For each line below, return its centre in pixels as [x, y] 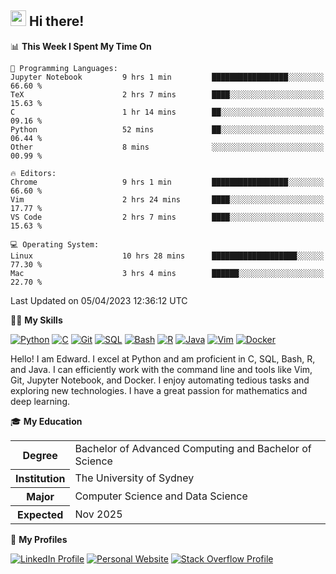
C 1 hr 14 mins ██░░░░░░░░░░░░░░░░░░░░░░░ [167, 112]
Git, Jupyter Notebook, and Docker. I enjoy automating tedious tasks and [160, 380]
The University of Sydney [134, 478]
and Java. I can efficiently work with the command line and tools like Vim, [161, 369]
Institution [40, 479]
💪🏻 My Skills [36, 320]
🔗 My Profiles [39, 540]
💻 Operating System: [55, 244]
